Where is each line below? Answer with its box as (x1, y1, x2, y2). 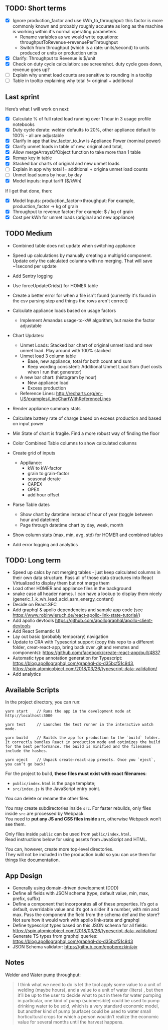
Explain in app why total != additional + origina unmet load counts (12, 166, 148, 172)
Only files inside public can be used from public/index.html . (5, 831, 131, 837)
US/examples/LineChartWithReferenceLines (20, 396, 111, 402)
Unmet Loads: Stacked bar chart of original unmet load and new (20, 342, 153, 348)
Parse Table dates (12, 501, 50, 507)
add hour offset (27, 491, 60, 498)
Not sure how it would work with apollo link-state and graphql (12, 917, 140, 923)
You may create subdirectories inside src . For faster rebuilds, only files (5, 805, 151, 811)
